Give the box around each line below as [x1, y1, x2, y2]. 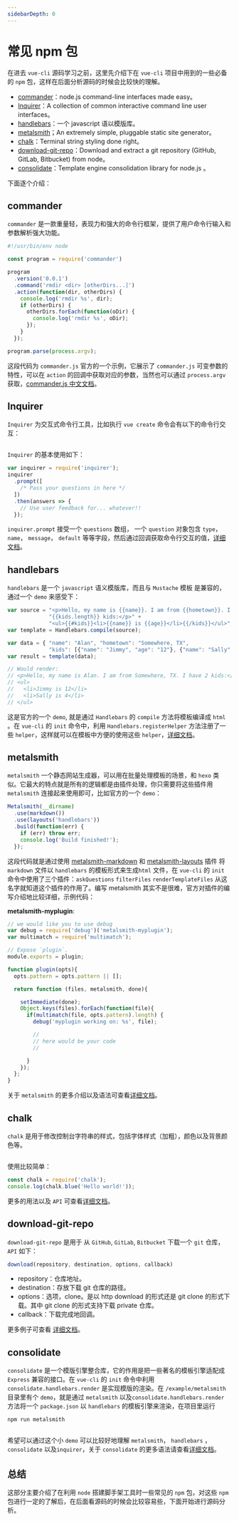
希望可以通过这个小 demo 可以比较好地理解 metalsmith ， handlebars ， [7, 1436, 211, 1445]
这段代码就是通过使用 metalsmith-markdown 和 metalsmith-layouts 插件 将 [7, 857, 225, 865]
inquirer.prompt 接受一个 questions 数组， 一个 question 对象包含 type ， [7, 525, 222, 533]
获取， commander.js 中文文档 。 [7, 379, 101, 388]
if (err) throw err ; [20, 830, 81, 837]
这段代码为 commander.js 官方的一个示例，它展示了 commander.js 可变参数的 [7, 361, 228, 370]
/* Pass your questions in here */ [20, 485, 126, 492]
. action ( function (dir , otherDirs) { [14, 288, 122, 296]
